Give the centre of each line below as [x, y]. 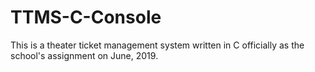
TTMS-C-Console [86, 17]
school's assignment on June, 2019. [84, 55]
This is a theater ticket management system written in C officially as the [157, 45]
